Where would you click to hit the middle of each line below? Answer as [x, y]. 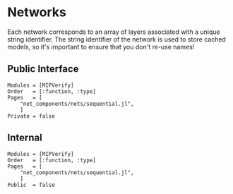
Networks [37, 12]
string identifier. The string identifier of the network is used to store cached [116, 39]
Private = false [31, 116]
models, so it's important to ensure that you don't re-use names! [101, 47]
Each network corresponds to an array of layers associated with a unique [114, 32]
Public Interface [43, 69]
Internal [25, 138]
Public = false [31, 185]
